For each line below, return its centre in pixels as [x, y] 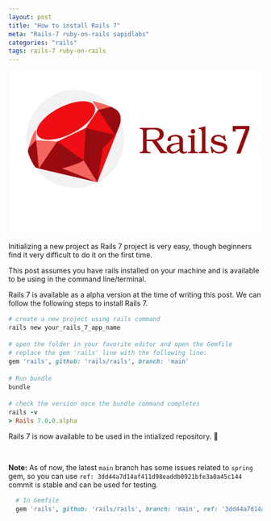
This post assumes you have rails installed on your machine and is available [134, 270]
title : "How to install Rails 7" [65, 25]
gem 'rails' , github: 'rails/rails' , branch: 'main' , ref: [117, 509]
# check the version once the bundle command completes [104, 404]
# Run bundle [30, 378]
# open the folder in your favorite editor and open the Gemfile [120, 344]
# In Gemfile [38, 501]
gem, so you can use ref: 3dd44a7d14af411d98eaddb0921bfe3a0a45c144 [125, 477]
